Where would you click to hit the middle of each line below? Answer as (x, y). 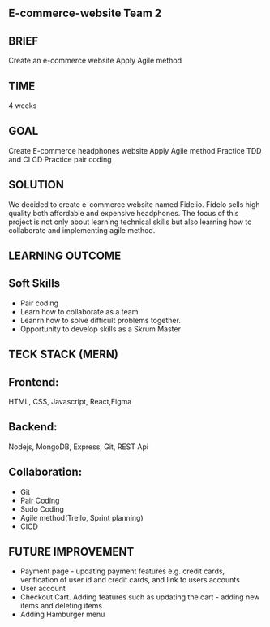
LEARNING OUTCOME (65, 256)
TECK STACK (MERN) (64, 355)
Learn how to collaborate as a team (79, 311)
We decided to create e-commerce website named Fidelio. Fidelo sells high (135, 204)
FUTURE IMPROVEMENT (71, 552)
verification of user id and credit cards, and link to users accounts (130, 580)
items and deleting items (61, 606)
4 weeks (23, 106)
